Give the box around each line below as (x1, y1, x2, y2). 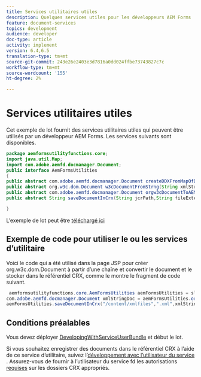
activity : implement (6, 42, 58, 48)
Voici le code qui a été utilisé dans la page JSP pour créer (6, 259, 148, 266)
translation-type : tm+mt (6, 53, 68, 59)
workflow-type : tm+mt (6, 64, 60, 71)
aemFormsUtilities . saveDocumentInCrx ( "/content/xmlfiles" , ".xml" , (6, 301, 175, 307)
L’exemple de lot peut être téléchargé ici (6, 217, 105, 224)
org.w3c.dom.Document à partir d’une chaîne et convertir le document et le (6, 266, 193, 273)
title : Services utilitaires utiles (6, 8, 98, 15)
